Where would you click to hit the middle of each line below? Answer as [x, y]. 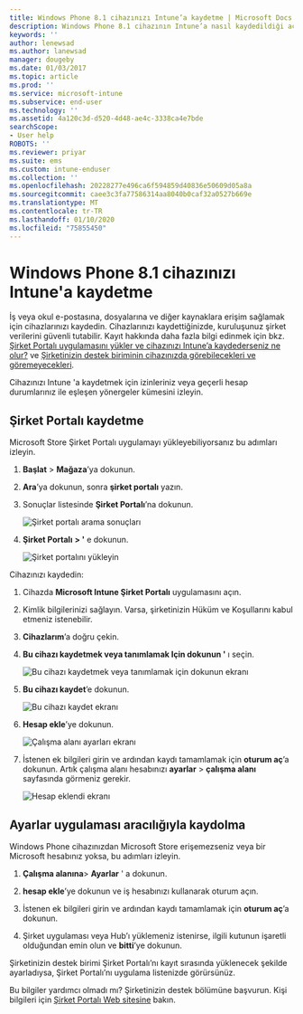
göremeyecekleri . [42, 365]
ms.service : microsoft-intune [66, 93]
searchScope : [34, 128]
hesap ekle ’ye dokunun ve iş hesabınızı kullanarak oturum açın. [140, 891]
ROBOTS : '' [30, 144]
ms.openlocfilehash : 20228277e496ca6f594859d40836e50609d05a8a [131, 186]
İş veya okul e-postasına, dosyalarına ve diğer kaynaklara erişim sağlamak [147, 317]
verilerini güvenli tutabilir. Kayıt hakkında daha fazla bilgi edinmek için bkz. [147, 336]
